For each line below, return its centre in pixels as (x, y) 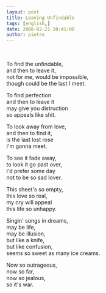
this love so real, (27, 196)
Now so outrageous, (32, 265)
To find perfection (29, 95)
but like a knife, (25, 240)
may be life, (21, 228)
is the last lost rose (30, 140)
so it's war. (20, 284)
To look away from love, (36, 127)
